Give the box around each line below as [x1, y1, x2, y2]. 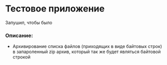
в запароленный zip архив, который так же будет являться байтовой [12, 48, 161, 55]
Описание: [5, 32, 33, 39]
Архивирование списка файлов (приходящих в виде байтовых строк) [12, 43, 162, 49]
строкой [12, 54, 31, 60]
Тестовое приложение [5, 3, 105, 14]
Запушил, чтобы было [5, 19, 52, 25]
